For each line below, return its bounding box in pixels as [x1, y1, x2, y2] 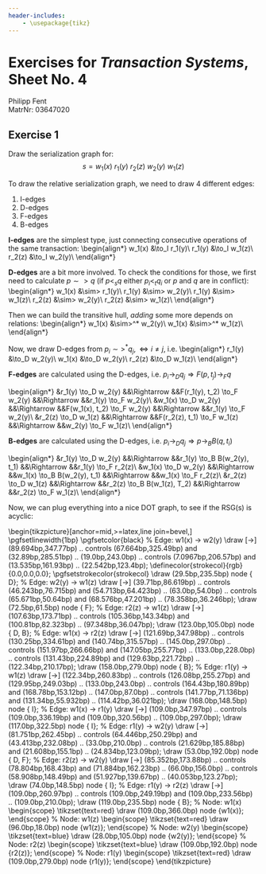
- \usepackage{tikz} [22, 19, 91, 27]
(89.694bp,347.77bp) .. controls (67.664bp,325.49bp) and [8, 543, 198, 553]
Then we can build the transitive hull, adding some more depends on [8, 310, 233, 319]
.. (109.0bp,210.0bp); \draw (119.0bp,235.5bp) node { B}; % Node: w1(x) [8, 797, 242, 806]
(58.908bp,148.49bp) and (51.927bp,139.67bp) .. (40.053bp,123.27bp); [8, 771, 238, 781]
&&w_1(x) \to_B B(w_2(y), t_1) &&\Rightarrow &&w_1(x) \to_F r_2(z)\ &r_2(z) [8, 470, 248, 480]
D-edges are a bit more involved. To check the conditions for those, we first [8, 267, 256, 277]
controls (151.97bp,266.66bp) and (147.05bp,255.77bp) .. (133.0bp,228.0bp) [8, 645, 256, 654]
